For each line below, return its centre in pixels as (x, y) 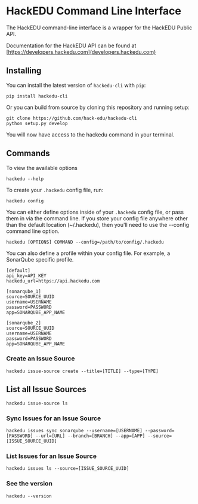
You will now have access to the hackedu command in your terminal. (90, 134)
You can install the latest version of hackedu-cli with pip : (76, 85)
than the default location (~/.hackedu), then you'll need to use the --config (98, 224)
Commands (28, 154)
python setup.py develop (37, 123)
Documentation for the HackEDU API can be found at (71, 45)
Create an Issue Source (41, 359)
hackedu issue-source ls (37, 403)
